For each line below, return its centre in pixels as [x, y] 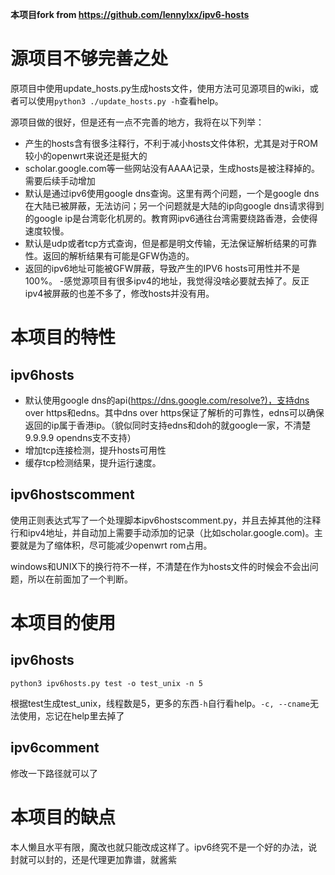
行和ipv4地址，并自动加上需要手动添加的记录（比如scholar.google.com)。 [162, 532]
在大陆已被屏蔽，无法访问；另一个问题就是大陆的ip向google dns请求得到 [174, 205]
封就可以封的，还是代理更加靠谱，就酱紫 [93, 859]
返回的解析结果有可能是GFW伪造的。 [118, 255]
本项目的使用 [63, 622]
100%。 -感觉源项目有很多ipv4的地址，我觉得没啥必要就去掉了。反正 [167, 280]
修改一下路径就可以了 [54, 773]
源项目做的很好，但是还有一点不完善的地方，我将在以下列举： [137, 122]
